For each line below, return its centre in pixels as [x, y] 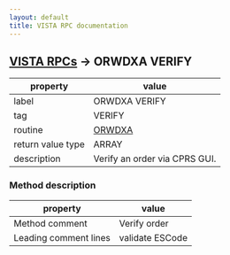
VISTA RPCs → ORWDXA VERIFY [101, 62]
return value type [50, 144]
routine [28, 130]
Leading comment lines [62, 237]
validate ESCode [153, 237]
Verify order [144, 223]
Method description [53, 185]
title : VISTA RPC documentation [69, 26]
